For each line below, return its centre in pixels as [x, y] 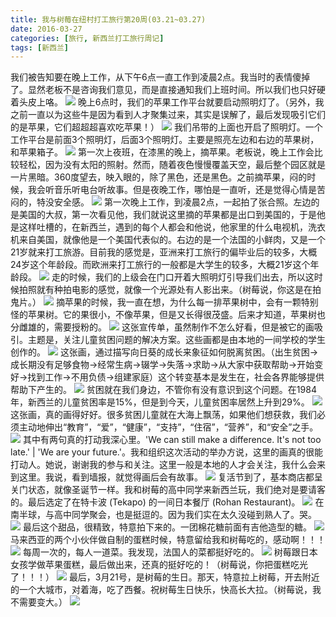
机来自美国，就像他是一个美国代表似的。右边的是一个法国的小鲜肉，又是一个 [168, 240]
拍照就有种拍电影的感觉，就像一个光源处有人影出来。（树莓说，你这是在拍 [170, 290]
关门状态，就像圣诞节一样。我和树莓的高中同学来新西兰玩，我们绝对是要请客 [168, 490]
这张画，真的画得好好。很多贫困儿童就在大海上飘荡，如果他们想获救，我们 [163, 415]
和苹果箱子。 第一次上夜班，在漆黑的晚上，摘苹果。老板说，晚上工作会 [162, 152]
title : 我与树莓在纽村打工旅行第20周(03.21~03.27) [108, 19]
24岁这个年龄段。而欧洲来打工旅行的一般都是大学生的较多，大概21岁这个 [160, 265]
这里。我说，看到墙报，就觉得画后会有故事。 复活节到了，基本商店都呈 [170, 477]
